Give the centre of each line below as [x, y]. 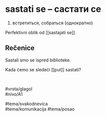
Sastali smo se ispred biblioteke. [38, 60]
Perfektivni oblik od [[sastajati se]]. [41, 32]
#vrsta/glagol [19, 89]
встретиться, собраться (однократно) [53, 23]
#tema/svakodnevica [26, 104]
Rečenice [20, 48]
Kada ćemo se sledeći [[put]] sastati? [43, 69]
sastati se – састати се [53, 9]
